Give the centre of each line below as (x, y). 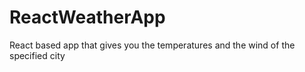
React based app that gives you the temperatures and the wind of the (152, 45)
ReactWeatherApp (87, 17)
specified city (37, 55)
